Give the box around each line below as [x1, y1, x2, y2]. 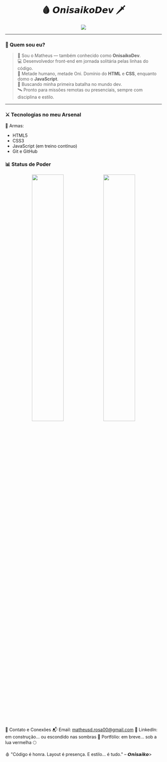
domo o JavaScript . [17, 76, 59, 82]
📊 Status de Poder [5, 161, 51, 168]
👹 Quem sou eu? [5, 41, 46, 48]
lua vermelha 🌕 [5, 739, 37, 745]
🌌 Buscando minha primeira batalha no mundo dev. [17, 81, 122, 87]
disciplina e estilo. [17, 94, 55, 100]
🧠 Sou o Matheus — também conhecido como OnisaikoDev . [17, 52, 141, 58]
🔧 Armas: [5, 122, 24, 128]
